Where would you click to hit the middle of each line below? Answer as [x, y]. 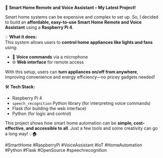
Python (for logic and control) [42, 114]
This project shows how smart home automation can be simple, [69, 123]
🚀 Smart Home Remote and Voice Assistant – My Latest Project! [71, 8]
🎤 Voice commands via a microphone [50, 57]
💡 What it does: [21, 37]
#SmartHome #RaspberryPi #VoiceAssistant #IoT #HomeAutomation [74, 145]
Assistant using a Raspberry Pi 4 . [39, 27]
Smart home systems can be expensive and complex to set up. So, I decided [82, 17]
